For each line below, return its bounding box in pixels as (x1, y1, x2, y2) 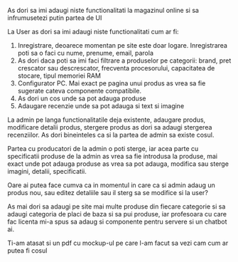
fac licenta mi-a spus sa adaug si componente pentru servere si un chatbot (7, 217, 227, 226)
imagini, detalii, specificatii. (7, 167, 87, 175)
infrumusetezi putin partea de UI (7, 14, 102, 22)
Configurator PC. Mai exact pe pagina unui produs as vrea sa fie (17, 79, 206, 88)
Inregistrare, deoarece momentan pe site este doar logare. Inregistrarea (17, 41, 227, 49)
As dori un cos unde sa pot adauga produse (17, 94, 146, 103)
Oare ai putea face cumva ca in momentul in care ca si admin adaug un (7, 181, 215, 189)
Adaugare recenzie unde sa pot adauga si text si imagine (17, 102, 185, 110)
